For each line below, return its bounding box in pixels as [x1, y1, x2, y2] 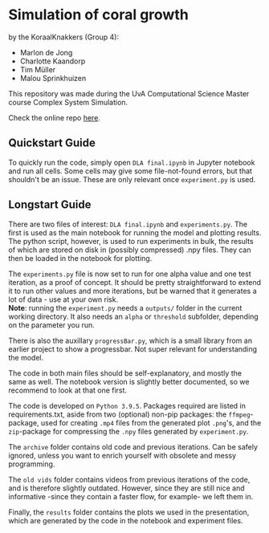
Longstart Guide [8, 198, 92, 212]
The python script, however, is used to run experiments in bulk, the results [8, 236, 255, 246]
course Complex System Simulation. [8, 97, 128, 107]
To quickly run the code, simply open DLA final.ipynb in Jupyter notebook [8, 157, 255, 167]
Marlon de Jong [19, 47, 73, 57]
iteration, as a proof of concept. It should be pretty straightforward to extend [8, 277, 262, 287]
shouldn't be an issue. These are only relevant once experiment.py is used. [8, 174, 256, 184]
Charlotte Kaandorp [19, 56, 86, 66]
